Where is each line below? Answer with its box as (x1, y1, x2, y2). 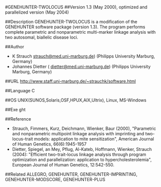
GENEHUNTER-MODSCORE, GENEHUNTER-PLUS (5, 177, 106, 182)
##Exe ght (5, 107, 26, 112)
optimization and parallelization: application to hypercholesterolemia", (12, 157, 152, 163)
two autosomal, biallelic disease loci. (5, 34, 79, 40)
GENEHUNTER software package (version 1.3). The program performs (5, 24, 145, 30)
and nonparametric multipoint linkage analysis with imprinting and (12, 131, 144, 136)
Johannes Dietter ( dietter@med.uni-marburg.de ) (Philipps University (12, 63, 151, 69)
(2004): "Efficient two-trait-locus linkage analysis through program (12, 151, 146, 157)
